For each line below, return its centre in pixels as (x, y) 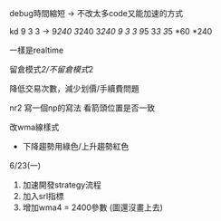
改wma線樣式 (34, 127)
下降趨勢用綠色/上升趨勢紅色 (76, 146)
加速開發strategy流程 (62, 185)
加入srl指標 (43, 196)
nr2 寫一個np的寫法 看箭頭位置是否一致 (82, 108)
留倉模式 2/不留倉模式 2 (52, 69)
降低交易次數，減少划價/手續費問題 (75, 88)
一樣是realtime (37, 50)
